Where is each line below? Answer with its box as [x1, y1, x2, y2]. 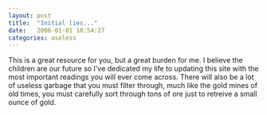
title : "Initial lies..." [8, 19, 98, 27]
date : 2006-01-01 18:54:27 [8, 26, 105, 34]
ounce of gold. [8, 98, 57, 107]
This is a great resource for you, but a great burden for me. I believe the [8, 56, 243, 65]
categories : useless [8, 33, 77, 42]
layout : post [8, 11, 52, 20]
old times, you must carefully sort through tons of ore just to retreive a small [8, 89, 257, 99]
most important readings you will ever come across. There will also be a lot [8, 72, 254, 82]
